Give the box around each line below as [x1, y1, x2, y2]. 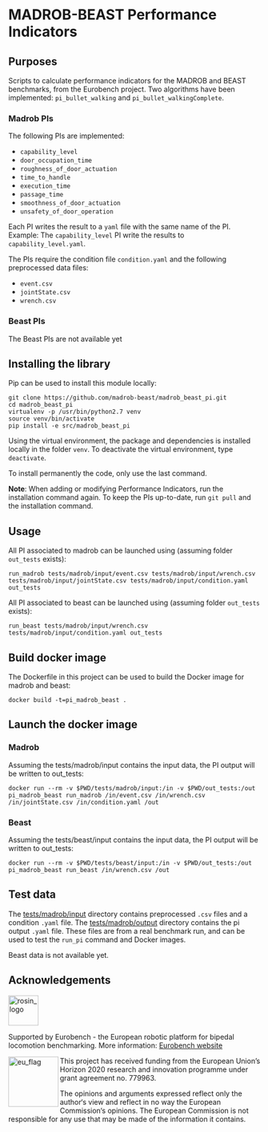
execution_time [19, 182, 71, 190]
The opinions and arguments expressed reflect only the [59, 1089, 242, 1098]
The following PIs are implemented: [8, 131, 125, 141]
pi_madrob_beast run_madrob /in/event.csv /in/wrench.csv [8, 791, 206, 799]
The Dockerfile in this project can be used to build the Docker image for [8, 672, 245, 682]
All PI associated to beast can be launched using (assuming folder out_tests [8, 598, 260, 607]
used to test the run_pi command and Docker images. [8, 935, 186, 944]
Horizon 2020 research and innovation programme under [59, 1065, 249, 1074]
